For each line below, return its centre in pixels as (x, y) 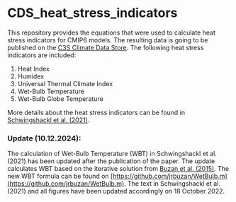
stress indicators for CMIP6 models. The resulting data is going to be (108, 40)
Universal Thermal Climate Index (65, 83)
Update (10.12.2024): (44, 138)
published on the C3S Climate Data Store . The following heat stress (106, 47)
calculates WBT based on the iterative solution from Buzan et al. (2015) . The (118, 169)
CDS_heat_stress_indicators (92, 13)
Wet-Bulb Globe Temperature (61, 99)
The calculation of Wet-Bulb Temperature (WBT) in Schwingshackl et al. (112, 154)
